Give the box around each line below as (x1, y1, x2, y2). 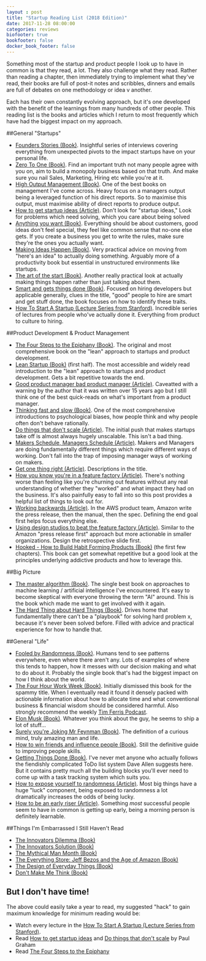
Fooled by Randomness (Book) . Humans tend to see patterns (15, 649, 170, 657)
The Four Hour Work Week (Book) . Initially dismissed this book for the (15, 682, 192, 689)
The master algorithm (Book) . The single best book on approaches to (15, 580, 190, 587)
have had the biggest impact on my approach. (6, 117, 123, 125)
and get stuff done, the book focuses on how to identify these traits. (15, 298, 188, 305)
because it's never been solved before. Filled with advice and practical (15, 619, 194, 627)
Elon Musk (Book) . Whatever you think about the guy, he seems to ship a (15, 714, 199, 722)
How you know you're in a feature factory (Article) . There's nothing (15, 471, 185, 479)
